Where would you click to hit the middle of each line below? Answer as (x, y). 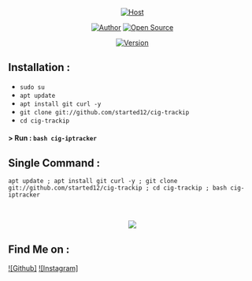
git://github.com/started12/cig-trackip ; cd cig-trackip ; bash (117, 188)
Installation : (39, 67)
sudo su (32, 87)
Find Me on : (39, 249)
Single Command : (54, 163)
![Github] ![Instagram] (43, 268)
